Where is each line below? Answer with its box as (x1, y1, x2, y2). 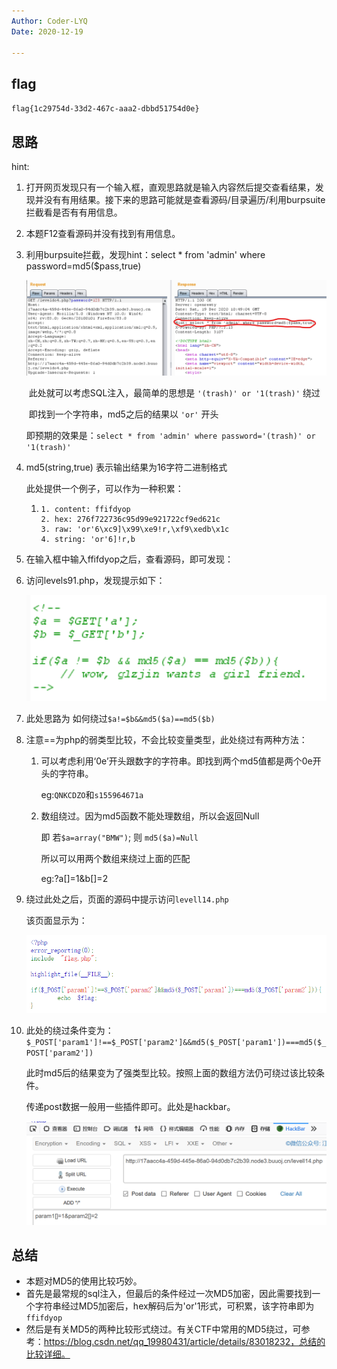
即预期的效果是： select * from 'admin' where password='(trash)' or (25, 429, 316, 441)
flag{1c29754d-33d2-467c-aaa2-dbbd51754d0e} (11, 104, 200, 114)
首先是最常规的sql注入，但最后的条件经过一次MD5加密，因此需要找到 (25, 1288, 313, 1300)
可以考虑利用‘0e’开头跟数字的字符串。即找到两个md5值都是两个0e (40, 755, 313, 767)
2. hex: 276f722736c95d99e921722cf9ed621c (40, 514, 221, 524)
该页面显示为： (25, 914, 88, 926)
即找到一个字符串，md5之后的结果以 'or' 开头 (28, 408, 219, 420)
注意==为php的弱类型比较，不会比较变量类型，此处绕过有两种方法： (25, 733, 308, 745)
